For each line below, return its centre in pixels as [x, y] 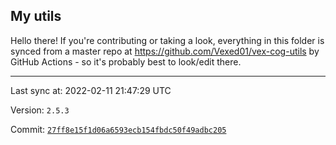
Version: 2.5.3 [40, 110]
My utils [36, 16]
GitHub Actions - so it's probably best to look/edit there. [126, 61]
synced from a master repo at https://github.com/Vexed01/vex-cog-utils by [165, 51]
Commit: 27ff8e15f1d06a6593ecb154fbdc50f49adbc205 [118, 129]
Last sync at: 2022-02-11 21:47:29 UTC [91, 90]
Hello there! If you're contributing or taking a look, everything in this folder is [167, 40]
